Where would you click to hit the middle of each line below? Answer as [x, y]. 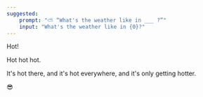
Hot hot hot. [24, 60]
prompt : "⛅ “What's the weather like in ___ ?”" [93, 20]
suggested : [22, 14]
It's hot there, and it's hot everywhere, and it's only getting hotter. [101, 73]
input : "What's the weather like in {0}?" [82, 27]
